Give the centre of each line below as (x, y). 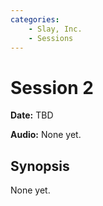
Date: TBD (32, 115)
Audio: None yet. (46, 135)
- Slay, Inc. (55, 29)
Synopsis (40, 166)
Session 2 (52, 87)
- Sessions (51, 38)
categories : (35, 19)
